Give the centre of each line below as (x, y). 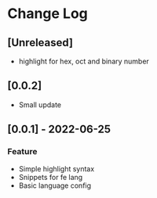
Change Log (47, 14)
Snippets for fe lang (51, 177)
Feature (22, 152)
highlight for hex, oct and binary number (84, 61)
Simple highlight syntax (57, 168)
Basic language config (55, 185)
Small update (40, 104)
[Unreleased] (40, 43)
